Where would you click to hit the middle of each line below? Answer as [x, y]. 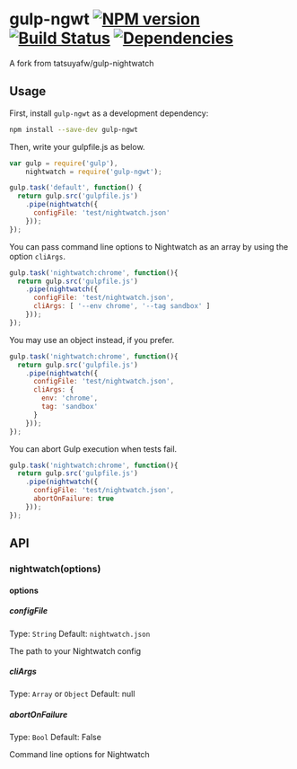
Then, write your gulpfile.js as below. [77, 146]
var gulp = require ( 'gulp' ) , [64, 163]
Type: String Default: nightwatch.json [80, 633]
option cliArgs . [37, 256]
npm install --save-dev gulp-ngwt [74, 129]
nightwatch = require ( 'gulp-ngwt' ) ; [94, 172]
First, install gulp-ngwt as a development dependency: [109, 113]
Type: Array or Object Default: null [72, 694]
